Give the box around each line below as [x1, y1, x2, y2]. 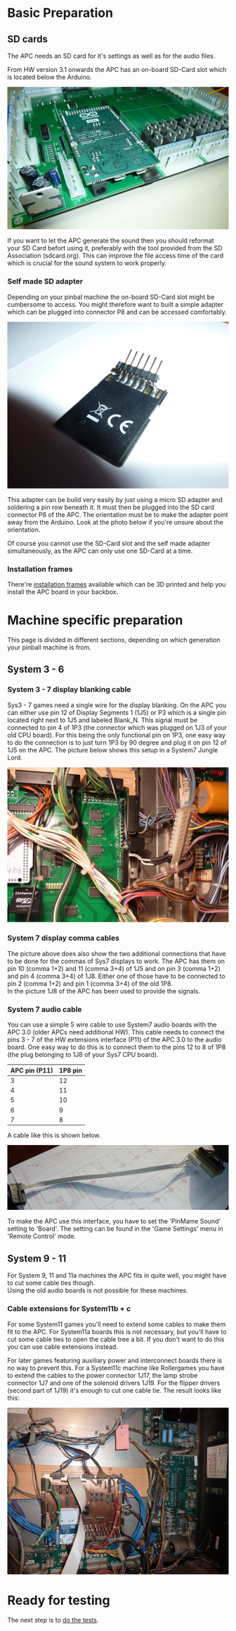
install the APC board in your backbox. [7, 587, 119, 596]
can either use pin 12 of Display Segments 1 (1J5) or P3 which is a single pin [7, 708, 227, 716]
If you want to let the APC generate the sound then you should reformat [7, 236, 214, 245]
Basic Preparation [7, 5, 114, 21]
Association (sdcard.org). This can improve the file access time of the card [7, 252, 223, 260]
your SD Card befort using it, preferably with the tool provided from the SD [7, 244, 223, 252]
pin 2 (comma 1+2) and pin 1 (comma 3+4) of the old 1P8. [7, 979, 173, 988]
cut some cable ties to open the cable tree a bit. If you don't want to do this [7, 1335, 225, 1343]
